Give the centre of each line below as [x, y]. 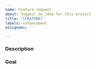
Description [19, 49]
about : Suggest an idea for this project [48, 14]
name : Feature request [28, 9]
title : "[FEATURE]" [25, 18]
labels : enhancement [26, 23]
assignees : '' [20, 28]
